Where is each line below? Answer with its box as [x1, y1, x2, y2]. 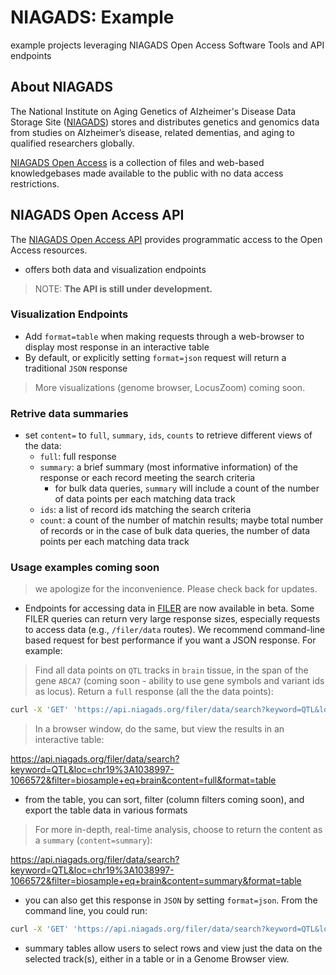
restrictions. [10, 177, 60, 190]
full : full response [39, 451, 117, 463]
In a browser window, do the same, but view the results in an [34, 723, 285, 735]
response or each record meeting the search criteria [39, 472, 256, 484]
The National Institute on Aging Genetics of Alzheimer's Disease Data [10, 105, 297, 117]
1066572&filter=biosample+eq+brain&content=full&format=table [10, 774, 277, 786]
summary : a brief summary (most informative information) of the [39, 461, 298, 473]
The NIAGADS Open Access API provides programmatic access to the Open [10, 233, 323, 245]
